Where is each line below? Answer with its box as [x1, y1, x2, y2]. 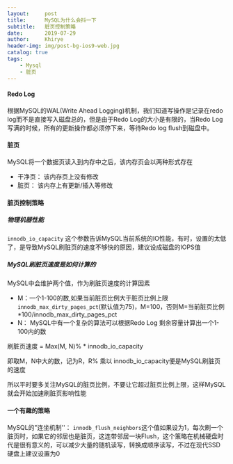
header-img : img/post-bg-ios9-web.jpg [7, 42, 120, 49]
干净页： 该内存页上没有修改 [17, 172, 99, 181]
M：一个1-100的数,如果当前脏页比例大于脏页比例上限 [17, 294, 168, 303]
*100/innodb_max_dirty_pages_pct [17, 310, 118, 319]
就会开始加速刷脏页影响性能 [7, 389, 87, 397]
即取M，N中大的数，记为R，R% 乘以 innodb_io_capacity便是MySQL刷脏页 [7, 357, 221, 365]
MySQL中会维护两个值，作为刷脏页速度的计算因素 [7, 279, 151, 287]
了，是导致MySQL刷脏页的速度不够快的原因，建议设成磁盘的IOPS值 [7, 243, 201, 251]
